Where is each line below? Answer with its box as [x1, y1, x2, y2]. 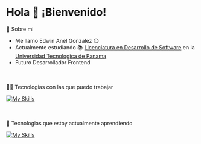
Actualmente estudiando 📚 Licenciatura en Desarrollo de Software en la [14, 43, 195, 51]
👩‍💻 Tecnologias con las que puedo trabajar [6, 83, 113, 90]
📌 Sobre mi [6, 25, 34, 33]
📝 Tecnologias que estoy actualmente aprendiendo [6, 119, 133, 127]
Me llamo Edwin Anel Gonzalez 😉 [14, 37, 100, 44]
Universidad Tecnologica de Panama [14, 52, 107, 60]
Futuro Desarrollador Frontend [14, 58, 91, 66]
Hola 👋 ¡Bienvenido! [6, 5, 107, 19]
